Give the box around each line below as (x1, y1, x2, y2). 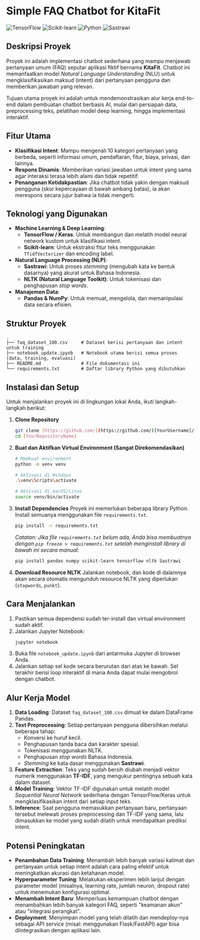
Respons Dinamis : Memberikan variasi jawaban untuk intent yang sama (14, 166, 192, 173)
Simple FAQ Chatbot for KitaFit (6, 4, 161, 18)
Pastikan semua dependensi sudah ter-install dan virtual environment (14, 614, 186, 622)
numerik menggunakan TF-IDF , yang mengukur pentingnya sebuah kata (14, 772, 193, 780)
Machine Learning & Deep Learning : (14, 225, 106, 232)
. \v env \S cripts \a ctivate (14, 478, 77, 484)
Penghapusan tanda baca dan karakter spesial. (23, 740, 140, 748)
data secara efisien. (23, 301, 73, 308)
